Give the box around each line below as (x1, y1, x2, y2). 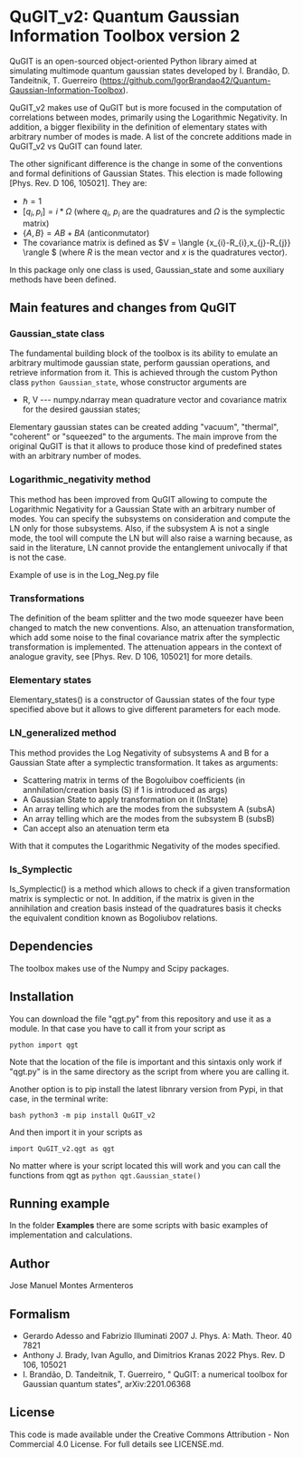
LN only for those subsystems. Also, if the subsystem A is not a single (9, 523, 270, 533)
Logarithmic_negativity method (9, 474, 151, 486)
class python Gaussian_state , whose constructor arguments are (9, 376, 247, 387)
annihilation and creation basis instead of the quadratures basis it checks (9, 903, 282, 914)
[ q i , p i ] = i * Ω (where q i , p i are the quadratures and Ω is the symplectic (22, 206, 286, 219)
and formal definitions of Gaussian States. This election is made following (9, 168, 283, 179)
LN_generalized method (9, 727, 117, 739)
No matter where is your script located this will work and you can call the (9, 1159, 281, 1171)
